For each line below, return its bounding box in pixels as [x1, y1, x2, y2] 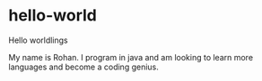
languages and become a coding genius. [8, 61, 159, 72]
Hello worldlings [8, 35, 68, 45]
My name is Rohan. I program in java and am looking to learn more [8, 52, 253, 62]
